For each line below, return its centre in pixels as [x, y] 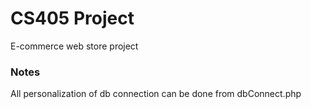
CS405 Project [72, 18]
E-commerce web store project [74, 46]
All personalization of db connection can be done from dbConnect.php [156, 94]
